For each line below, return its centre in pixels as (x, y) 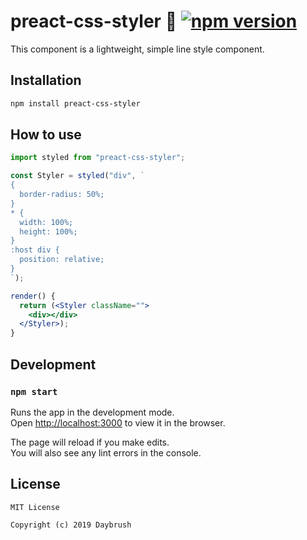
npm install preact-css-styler (75, 103)
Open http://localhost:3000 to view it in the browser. (118, 422)
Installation (46, 80)
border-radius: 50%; (62, 195)
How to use (46, 135)
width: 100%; (46, 222)
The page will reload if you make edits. (90, 442)
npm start (34, 391)
